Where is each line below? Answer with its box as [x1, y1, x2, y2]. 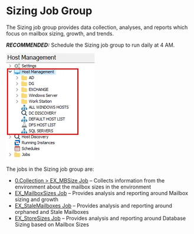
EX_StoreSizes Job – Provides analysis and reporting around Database [14, 214, 186, 222]
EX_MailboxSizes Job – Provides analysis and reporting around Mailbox [14, 189, 189, 196]
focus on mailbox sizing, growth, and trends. [6, 30, 114, 37]
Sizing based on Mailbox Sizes [14, 220, 90, 228]
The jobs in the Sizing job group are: [6, 165, 94, 173]
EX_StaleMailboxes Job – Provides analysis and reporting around [14, 202, 173, 209]
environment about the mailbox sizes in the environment [14, 183, 152, 190]
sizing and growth [14, 196, 59, 203]
